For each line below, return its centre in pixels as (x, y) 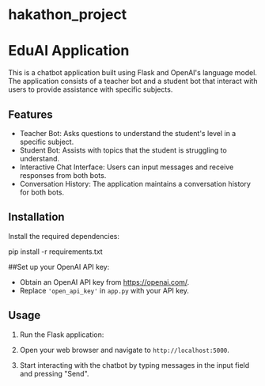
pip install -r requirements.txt (55, 252)
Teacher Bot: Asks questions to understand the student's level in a (128, 133)
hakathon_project (68, 15)
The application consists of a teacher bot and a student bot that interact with (133, 81)
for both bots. (42, 192)
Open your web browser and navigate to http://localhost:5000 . (124, 350)
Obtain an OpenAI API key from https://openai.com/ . (104, 282)
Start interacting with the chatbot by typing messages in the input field (134, 365)
